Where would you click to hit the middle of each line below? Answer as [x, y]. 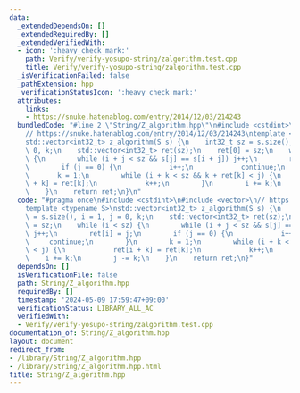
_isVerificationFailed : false [73, 76]
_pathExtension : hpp [55, 84]
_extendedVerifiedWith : [61, 42]
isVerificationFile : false [67, 275]
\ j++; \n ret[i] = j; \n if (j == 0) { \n [129, 233]
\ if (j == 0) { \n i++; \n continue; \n [155, 167]
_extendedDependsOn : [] [61, 26]
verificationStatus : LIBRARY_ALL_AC [85, 308]
